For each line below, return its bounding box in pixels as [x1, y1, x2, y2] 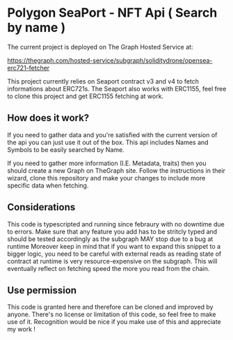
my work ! [7, 325, 36, 334]
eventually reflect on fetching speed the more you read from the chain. [7, 264, 210, 272]
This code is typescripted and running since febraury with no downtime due [7, 219, 225, 228]
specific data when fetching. [7, 181, 89, 190]
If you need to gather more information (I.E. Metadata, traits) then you [7, 159, 207, 167]
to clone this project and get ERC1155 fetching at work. [7, 92, 164, 100]
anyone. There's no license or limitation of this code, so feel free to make [7, 310, 216, 318]
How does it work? [7, 112, 90, 124]
